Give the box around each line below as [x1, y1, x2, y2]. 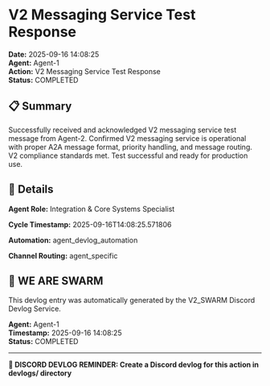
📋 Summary [8, 99, 72, 114]
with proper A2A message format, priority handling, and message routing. [8, 142, 253, 151]
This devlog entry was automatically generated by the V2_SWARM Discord [8, 296, 256, 305]
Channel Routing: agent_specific [8, 251, 118, 260]
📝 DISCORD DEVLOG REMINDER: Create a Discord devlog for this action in [8, 360, 260, 370]
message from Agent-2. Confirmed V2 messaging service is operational [8, 133, 247, 143]
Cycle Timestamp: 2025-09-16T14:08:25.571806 [8, 219, 172, 229]
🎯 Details [8, 183, 54, 197]
